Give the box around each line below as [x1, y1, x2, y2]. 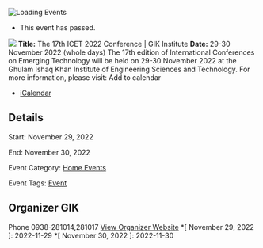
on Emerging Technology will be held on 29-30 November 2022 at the [8, 56, 237, 65]
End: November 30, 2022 [8, 147, 91, 157]
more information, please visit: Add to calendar [8, 73, 162, 82]
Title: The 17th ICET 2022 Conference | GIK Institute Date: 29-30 [17, 40, 231, 48]
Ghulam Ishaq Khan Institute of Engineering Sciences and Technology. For [8, 64, 251, 74]
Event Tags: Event [8, 178, 67, 188]
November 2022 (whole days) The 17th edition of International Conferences [8, 48, 255, 57]
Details [8, 111, 44, 124]
